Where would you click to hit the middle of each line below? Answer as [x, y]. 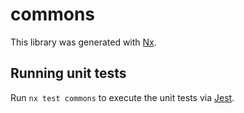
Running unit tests [68, 73]
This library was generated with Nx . [83, 42]
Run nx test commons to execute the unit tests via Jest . [122, 97]
